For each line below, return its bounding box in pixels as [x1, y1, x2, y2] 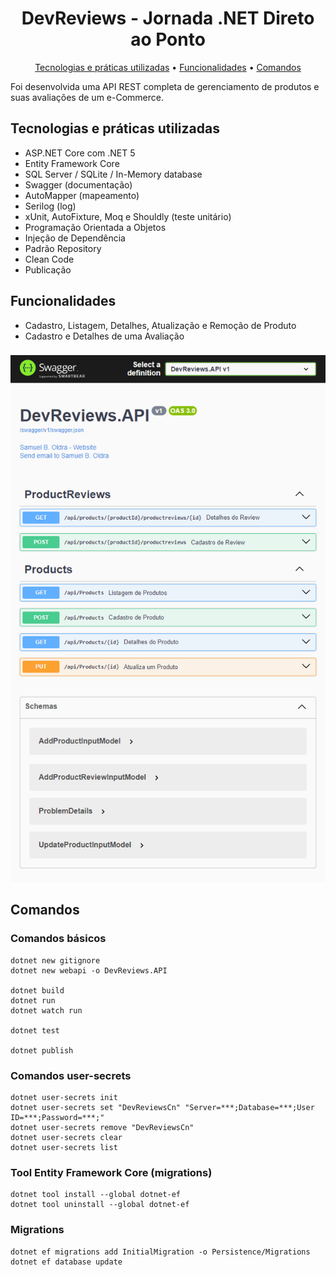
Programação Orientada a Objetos [24, 221, 167, 233]
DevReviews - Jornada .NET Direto [21, 7, 315, 30]
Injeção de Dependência [24, 232, 126, 244]
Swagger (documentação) [24, 178, 133, 191]
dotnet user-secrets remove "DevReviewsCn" [10, 1122, 195, 1132]
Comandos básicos [10, 932, 107, 946]
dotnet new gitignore [10, 955, 101, 966]
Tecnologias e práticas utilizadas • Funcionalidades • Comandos [34, 61, 302, 73]
